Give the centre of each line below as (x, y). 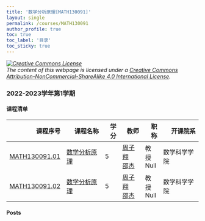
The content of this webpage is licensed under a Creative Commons (92, 70)
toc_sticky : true (28, 46)
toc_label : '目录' (29, 40)
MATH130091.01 (35, 156)
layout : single (26, 18)
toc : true (19, 35)
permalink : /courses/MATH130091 (47, 23)
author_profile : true (34, 29)
